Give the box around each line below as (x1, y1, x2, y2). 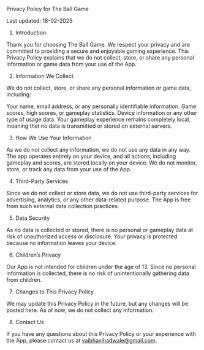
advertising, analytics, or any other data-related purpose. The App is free (6, 196, 191, 203)
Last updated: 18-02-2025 (6, 17, 73, 24)
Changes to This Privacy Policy (15, 288, 94, 295)
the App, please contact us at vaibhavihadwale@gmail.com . (6, 337, 157, 344)
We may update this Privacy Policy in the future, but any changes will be (6, 300, 189, 307)
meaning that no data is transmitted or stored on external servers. (6, 122, 172, 130)
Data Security (15, 214, 50, 222)
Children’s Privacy (15, 251, 61, 259)
